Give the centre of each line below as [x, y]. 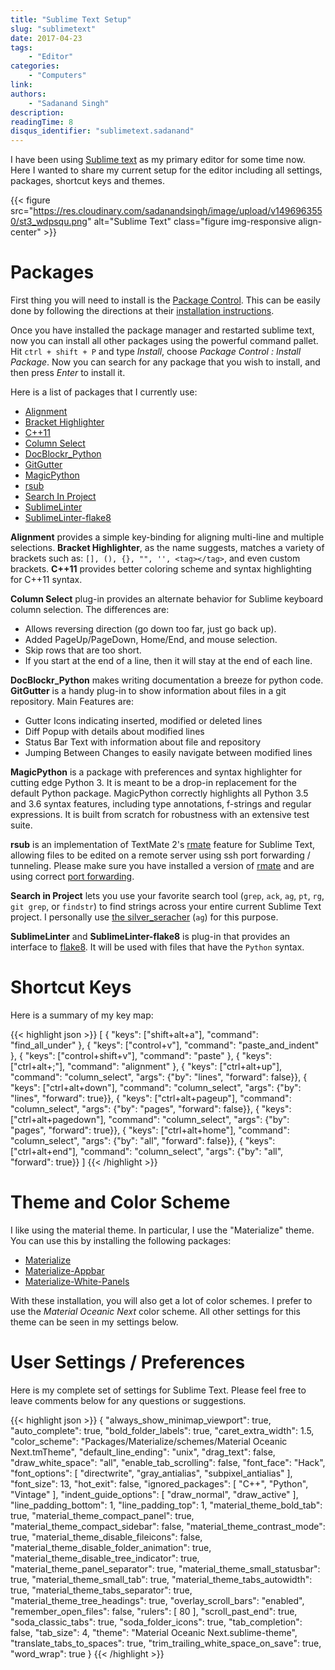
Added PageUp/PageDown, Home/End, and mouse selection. [151, 640]
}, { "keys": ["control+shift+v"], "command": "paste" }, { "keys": [141, 1055]
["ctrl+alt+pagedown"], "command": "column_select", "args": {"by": [150, 1119]
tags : [21, 47]
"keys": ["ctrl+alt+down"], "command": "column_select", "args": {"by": [156, 1087]
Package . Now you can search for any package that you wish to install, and [165, 362]
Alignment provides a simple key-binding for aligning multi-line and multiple [167, 537]
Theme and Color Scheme [120, 1202]
